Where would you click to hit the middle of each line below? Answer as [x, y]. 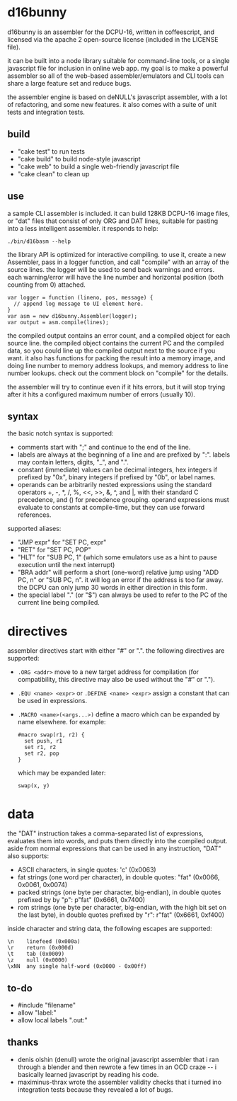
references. [34, 515]
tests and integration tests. [46, 112]
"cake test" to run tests [51, 151]
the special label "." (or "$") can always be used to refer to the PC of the [122, 595]
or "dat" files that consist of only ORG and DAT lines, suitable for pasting [113, 221]
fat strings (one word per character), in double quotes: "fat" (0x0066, [118, 877]
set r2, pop [42, 754]
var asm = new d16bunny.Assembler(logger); [73, 316]
